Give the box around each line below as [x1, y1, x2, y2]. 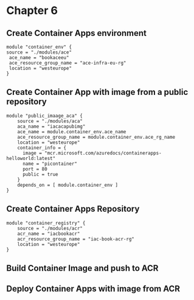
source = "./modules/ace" [6, 49, 72, 55]
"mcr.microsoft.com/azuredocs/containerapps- [44, 150, 162, 156]
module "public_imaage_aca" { [6, 113, 83, 119]
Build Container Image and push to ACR [6, 263, 159, 274]
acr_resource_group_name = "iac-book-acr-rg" [17, 235, 135, 242]
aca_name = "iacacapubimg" [17, 123, 86, 130]
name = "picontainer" [22, 161, 78, 167]
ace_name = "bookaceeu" [9, 55, 69, 61]
